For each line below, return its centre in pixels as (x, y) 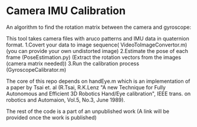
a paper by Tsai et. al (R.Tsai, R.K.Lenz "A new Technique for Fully (86, 87)
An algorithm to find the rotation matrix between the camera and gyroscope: (99, 27)
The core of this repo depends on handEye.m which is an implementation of (98, 81)
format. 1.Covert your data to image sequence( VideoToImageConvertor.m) (97, 45)
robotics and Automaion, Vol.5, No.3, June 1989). (66, 100)
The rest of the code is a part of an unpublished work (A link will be (88, 111)
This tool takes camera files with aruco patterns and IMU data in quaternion (98, 38)
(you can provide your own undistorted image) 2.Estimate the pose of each (97, 51)
